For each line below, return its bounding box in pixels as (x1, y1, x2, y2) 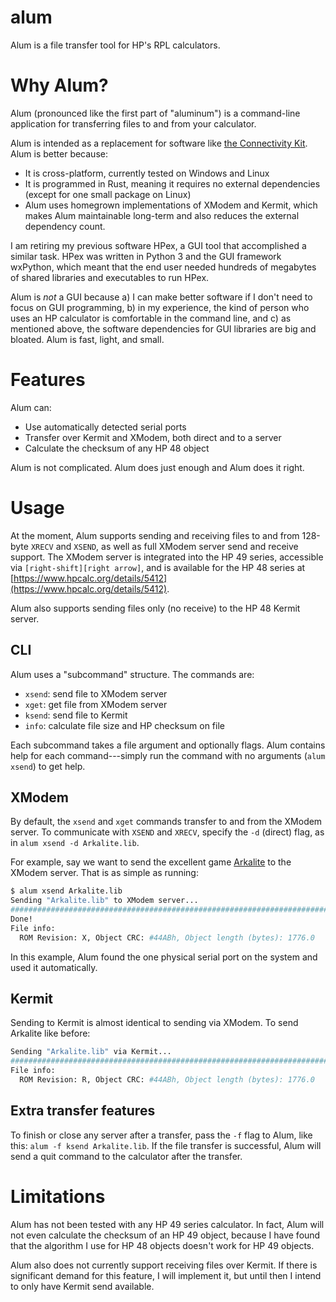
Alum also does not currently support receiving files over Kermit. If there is (10, 1259, 318, 1271)
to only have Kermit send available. (10, 1280, 155, 1292)
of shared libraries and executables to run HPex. (10, 271, 210, 283)
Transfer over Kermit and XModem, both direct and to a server (24, 431, 282, 443)
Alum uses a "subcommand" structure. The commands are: (10, 668, 255, 680)
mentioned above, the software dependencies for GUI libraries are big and (10, 322, 317, 335)
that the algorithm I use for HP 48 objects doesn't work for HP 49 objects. (10, 1239, 315, 1251)
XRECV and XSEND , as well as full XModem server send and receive (30, 540, 299, 552)
